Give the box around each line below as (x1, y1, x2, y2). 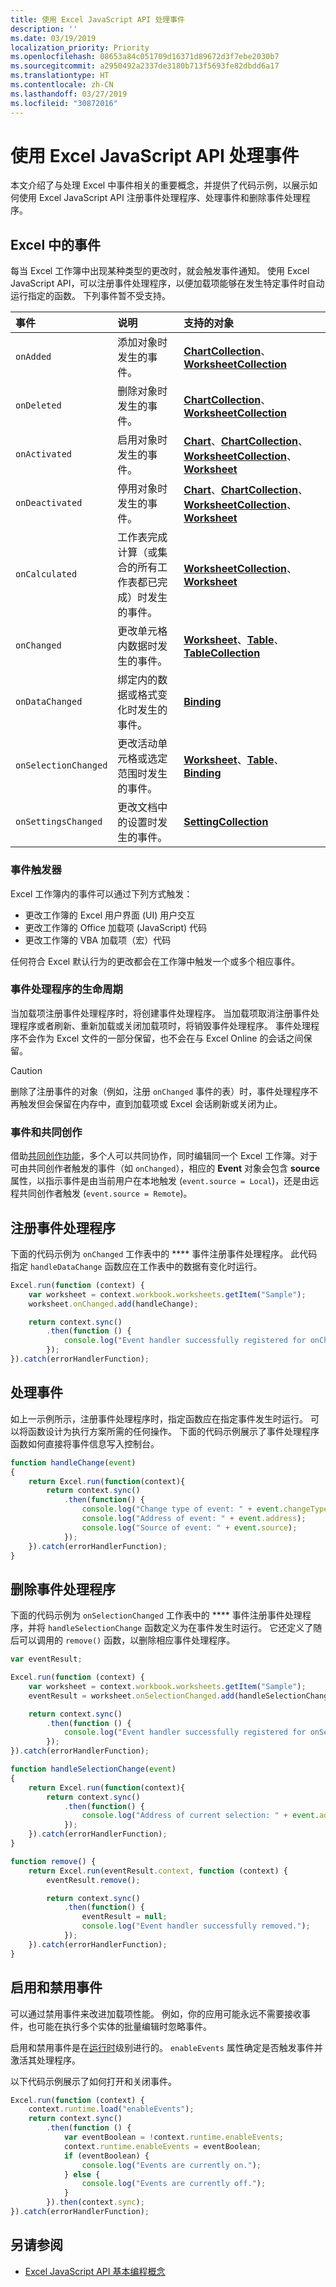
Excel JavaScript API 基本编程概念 (24, 2265, 166, 2277)
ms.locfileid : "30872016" (10, 98, 118, 108)
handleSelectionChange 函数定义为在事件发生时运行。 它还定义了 (47, 1622, 314, 1634)
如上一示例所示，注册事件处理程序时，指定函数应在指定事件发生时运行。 (10, 1412, 308, 1425)
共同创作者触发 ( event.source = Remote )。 (18, 1187, 193, 1200)
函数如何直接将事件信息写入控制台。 (10, 1437, 160, 1450)
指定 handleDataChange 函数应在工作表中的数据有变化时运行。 (10, 1260, 263, 1272)
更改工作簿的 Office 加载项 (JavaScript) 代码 (24, 921, 208, 933)
